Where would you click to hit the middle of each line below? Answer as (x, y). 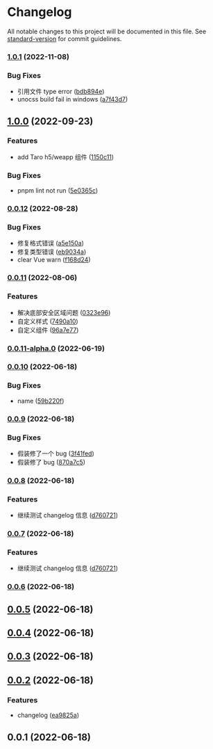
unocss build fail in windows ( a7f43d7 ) (73, 99)
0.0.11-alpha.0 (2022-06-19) (56, 348)
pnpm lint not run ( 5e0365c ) (58, 191)
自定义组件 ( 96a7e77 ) (48, 330)
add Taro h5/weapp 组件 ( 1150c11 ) (66, 156)
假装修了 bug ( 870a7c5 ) (51, 462)
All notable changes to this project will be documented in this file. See (107, 31)
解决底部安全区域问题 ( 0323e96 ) (64, 312)
